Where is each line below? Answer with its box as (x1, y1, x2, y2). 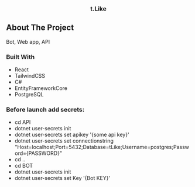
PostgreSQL (14, 91, 44, 98)
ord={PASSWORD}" (14, 150, 63, 157)
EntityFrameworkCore (14, 85, 67, 92)
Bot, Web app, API (6, 38, 50, 45)
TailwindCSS (14, 72, 46, 79)
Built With (6, 53, 35, 61)
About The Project (6, 23, 74, 33)
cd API (14, 119, 31, 126)
